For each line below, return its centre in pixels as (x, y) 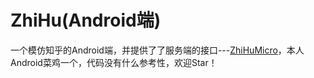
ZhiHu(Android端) (86, 20)
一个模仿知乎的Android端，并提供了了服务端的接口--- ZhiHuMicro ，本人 (157, 50)
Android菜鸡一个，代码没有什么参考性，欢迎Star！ (114, 62)
